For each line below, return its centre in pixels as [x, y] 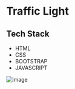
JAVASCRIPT [31, 68]
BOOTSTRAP [31, 61]
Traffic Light [38, 11]
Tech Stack [28, 34]
